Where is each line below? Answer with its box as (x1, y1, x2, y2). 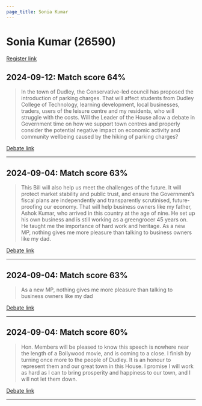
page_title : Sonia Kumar (6, 8, 69, 15)
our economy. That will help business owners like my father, (43, 203, 192, 211)
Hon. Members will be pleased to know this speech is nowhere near (20, 343, 189, 350)
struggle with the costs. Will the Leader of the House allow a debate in (20, 114, 195, 121)
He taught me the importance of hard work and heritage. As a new (20, 223, 186, 230)
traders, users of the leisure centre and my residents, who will (20, 107, 174, 115)
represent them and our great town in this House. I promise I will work (20, 363, 194, 370)
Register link (6, 55, 37, 62)
